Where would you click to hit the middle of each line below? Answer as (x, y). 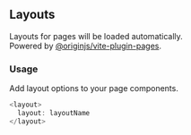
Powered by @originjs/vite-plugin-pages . (85, 46)
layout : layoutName (54, 113)
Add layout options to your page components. (94, 89)
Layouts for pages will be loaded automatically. (96, 36)
